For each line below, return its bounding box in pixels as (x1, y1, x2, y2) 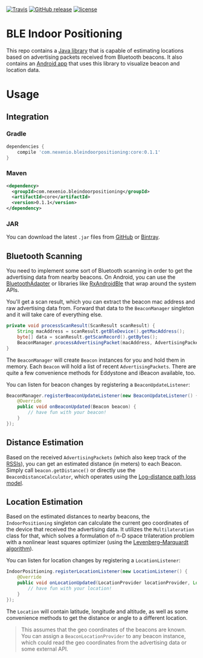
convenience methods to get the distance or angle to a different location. (6, 614, 188, 621)
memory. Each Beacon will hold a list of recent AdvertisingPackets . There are (6, 362, 196, 370)
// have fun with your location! (28, 585, 112, 592)
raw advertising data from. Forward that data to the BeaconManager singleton (6, 305, 195, 312)
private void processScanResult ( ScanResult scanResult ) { (6, 323, 155, 329)
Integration (6, 111, 50, 122)
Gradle (6, 130, 27, 138)
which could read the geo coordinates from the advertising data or (21, 639, 187, 646)
